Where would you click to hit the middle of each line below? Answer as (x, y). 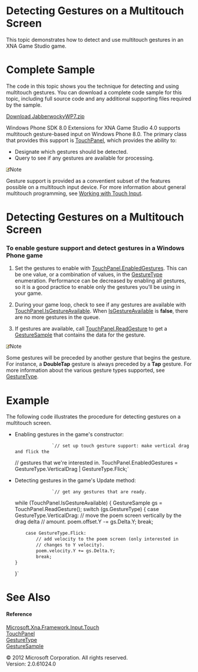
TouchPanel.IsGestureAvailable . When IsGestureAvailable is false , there (101, 311)
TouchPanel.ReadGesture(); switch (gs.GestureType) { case (87, 509)
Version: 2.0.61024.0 (31, 664)
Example (28, 401)
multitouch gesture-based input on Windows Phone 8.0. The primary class (96, 134)
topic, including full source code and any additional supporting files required (99, 98)
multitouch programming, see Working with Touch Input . (75, 193)
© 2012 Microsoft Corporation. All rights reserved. (67, 657)
